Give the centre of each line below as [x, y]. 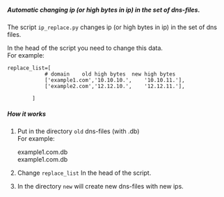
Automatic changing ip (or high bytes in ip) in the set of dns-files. [104, 10]
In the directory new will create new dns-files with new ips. [101, 186]
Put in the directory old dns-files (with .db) [78, 131]
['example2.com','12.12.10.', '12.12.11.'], [115, 86]
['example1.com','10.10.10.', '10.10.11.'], [115, 80]
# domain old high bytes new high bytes [110, 74]
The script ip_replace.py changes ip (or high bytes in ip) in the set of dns [112, 27]
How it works [27, 114]
